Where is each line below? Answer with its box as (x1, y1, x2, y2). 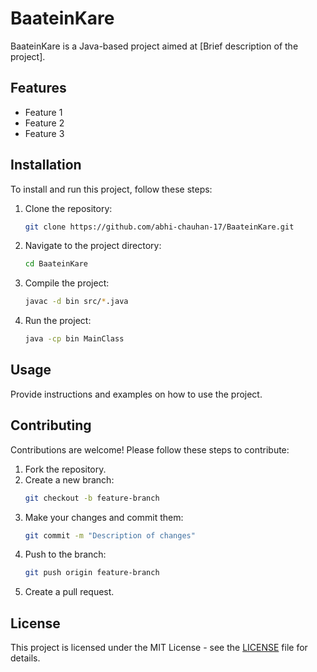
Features (10, 80, 67, 97)
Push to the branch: (24, 548, 107, 561)
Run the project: (24, 315, 92, 327)
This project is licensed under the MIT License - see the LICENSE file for (10, 642, 308, 654)
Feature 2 (24, 117, 65, 129)
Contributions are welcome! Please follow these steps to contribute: (10, 443, 290, 456)
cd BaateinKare (24, 259, 89, 269)
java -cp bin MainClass (24, 334, 125, 344)
